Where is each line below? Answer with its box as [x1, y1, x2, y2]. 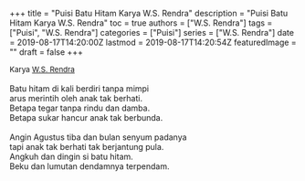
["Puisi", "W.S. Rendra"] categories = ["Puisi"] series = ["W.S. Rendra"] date [9, 27, 295, 37]
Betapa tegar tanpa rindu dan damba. [9, 102, 151, 113]
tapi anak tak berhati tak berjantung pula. [9, 142, 164, 152]
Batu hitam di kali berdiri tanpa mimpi [9, 83, 150, 94]
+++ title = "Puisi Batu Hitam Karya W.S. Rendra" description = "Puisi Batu [9, 8, 289, 18]
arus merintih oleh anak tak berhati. [9, 93, 143, 103]
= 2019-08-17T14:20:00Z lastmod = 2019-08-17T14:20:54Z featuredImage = [9, 37, 297, 48]
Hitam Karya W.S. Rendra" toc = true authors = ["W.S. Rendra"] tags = [9, 17, 273, 28]
